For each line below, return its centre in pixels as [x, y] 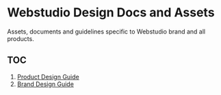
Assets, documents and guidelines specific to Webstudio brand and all [106, 31]
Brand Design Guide [45, 84]
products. [21, 38]
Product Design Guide [48, 77]
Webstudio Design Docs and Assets [111, 13]
